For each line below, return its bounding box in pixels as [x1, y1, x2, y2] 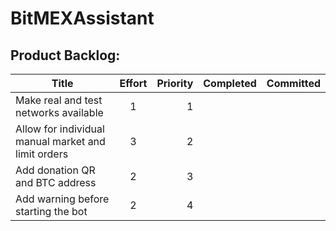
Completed [203, 77, 257, 90]
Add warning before [15, 192, 110, 206]
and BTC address [15, 176, 97, 189]
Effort [119, 77, 148, 90]
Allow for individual [15, 122, 105, 136]
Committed [266, 77, 321, 90]
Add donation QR [15, 163, 96, 177]
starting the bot [15, 205, 88, 218]
